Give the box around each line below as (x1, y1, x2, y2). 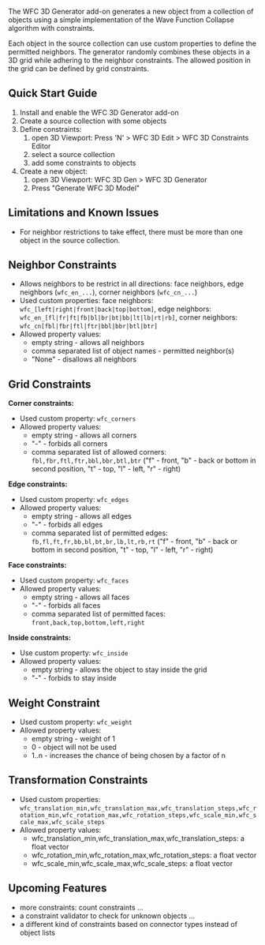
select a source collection (31, 149, 116, 159)
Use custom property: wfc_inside (19, 648, 129, 658)
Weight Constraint (8, 696, 100, 710)
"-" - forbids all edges (31, 520, 103, 530)
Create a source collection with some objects (19, 116, 167, 126)
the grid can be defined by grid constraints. (8, 64, 150, 73)
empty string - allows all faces (31, 592, 130, 602)
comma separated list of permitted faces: (31, 609, 166, 619)
